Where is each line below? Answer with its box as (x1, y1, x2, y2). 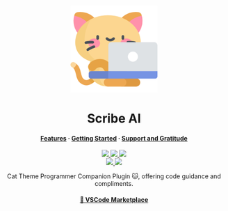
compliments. (94, 180, 134, 188)
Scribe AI (87, 111, 141, 127)
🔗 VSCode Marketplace (79, 195, 149, 203)
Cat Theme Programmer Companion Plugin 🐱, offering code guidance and (7, 172, 221, 180)
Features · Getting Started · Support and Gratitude (40, 134, 188, 142)
